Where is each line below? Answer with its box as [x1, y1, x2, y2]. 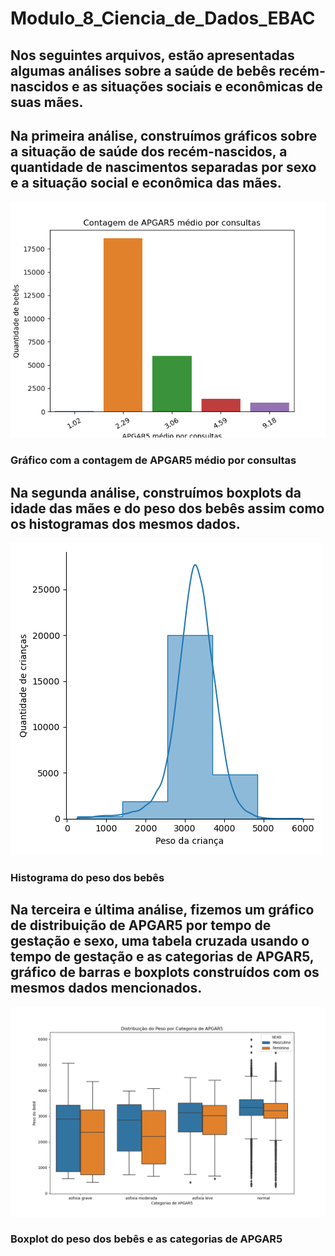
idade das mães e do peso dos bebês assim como [10, 500, 325, 517]
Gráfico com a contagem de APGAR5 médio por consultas [10, 453, 297, 467]
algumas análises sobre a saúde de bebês [10, 62, 277, 79]
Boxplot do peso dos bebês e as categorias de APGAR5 [10, 1232, 283, 1246]
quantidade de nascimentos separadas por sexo [10, 158, 317, 176]
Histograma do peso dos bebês [10, 871, 165, 885]
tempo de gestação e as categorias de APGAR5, [10, 948, 315, 966]
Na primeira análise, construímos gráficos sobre [10, 127, 318, 144]
